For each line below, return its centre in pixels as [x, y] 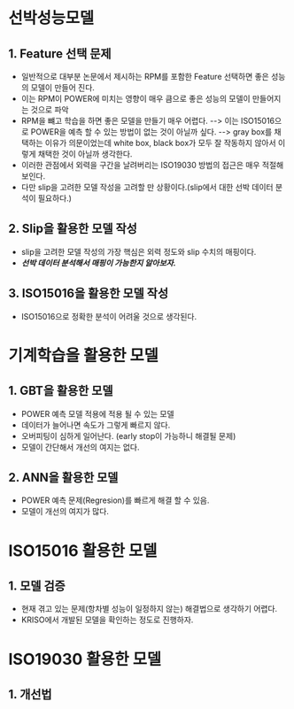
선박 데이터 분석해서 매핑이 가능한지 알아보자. [98, 263]
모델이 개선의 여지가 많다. [65, 512]
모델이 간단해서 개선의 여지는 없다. [80, 447]
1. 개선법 [30, 694]
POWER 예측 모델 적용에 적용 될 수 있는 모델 [97, 413]
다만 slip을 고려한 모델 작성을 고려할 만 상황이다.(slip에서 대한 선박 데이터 [147, 187]
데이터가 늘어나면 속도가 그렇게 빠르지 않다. [96, 425]
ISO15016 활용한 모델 [83, 551]
